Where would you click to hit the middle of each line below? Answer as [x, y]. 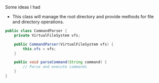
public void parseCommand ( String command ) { [60, 62]
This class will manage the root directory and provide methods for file [83, 16]
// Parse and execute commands [55, 67]
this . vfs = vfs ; [40, 49]
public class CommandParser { [36, 31]
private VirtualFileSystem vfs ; [47, 35]
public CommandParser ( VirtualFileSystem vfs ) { [64, 44]
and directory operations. [38, 22]
